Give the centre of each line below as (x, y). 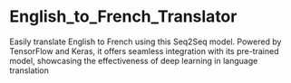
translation (29, 70)
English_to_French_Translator (123, 17)
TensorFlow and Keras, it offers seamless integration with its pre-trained (144, 51)
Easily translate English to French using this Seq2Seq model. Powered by (145, 41)
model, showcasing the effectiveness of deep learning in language (134, 60)
